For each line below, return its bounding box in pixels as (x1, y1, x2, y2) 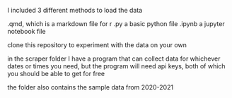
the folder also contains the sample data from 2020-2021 (7, 83, 174, 91)
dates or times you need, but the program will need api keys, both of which (7, 62, 226, 70)
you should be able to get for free (7, 70, 105, 78)
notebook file (7, 27, 46, 35)
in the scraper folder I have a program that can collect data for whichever (7, 54, 221, 63)
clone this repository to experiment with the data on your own (7, 41, 187, 49)
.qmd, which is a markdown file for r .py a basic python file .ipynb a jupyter (7, 20, 225, 27)
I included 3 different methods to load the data (7, 6, 143, 14)
